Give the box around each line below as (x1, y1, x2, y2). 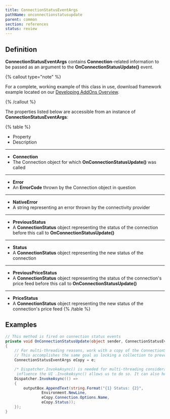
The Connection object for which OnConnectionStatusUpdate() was (12, 159, 157, 165)
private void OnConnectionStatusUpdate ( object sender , (5, 338, 123, 344)
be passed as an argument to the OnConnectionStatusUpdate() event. (5, 64, 153, 70)
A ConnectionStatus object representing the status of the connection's (12, 275, 162, 281)
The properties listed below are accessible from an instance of (5, 109, 136, 115)
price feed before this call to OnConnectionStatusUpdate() (12, 280, 137, 287)
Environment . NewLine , (41, 390, 87, 396)
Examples (5, 321, 37, 329)
